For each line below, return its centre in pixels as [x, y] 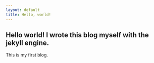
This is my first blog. [27, 55]
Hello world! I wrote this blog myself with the [78, 35]
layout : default [23, 10]
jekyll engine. [28, 43]
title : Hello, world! [29, 15]
